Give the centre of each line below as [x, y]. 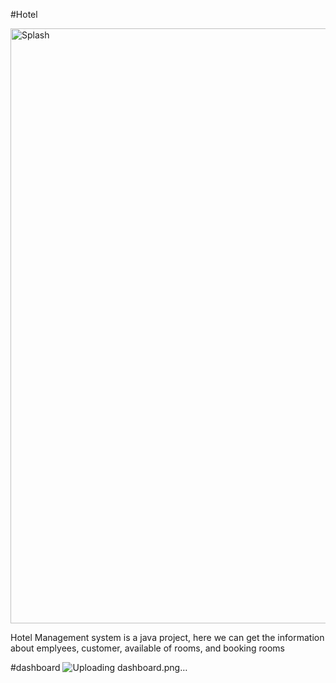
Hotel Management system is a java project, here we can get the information [167, 637]
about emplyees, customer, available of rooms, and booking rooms [147, 648]
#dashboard [35, 667]
